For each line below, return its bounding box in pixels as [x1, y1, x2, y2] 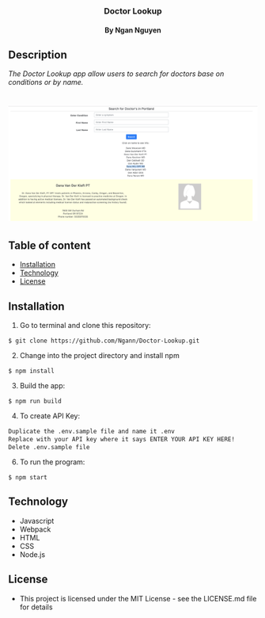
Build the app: [19, 380, 66, 390]
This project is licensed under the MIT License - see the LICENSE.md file [19, 593, 257, 603]
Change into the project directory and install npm [19, 350, 180, 360]
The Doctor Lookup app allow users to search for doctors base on [8, 69, 225, 78]
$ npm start [8, 473, 47, 481]
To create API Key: [19, 410, 81, 421]
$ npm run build [8, 397, 62, 405]
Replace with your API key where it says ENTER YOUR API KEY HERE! [8, 435, 236, 443]
